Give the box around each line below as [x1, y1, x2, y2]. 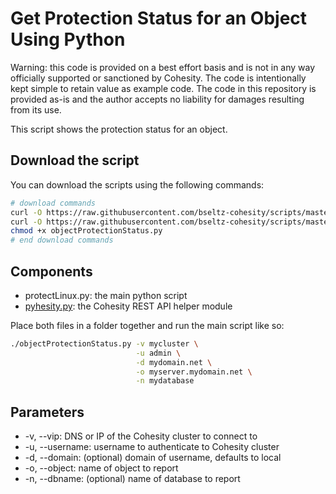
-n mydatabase [135, 376, 195, 386]
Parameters [10, 403, 85, 421]
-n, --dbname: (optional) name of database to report [24, 473, 241, 485]
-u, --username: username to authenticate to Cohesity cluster [24, 441, 280, 453]
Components [10, 263, 93, 280]
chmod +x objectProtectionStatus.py [10, 226, 163, 236]
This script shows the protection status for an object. [10, 123, 228, 135]
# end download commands [10, 235, 114, 246]
